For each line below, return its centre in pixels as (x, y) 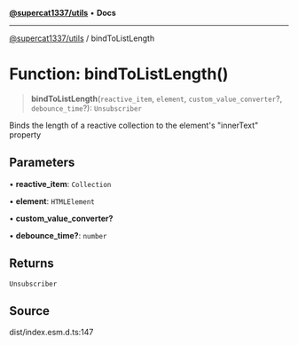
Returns (32, 264)
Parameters (42, 163)
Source (30, 311)
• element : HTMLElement (52, 201)
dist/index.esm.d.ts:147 (51, 333)
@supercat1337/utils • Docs (63, 13)
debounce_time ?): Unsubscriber (86, 108)
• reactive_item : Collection (60, 184)
